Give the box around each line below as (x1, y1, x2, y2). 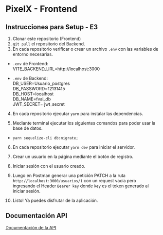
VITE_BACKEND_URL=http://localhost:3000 (12, 66, 100, 72)
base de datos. (12, 125, 43, 131)
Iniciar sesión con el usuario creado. (12, 163, 86, 169)
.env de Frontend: (12, 61, 49, 66)
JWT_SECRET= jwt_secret (12, 101, 65, 107)
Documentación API (5, 212, 68, 220)
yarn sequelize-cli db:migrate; (12, 136, 78, 140)
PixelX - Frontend (5, 3, 77, 15)
